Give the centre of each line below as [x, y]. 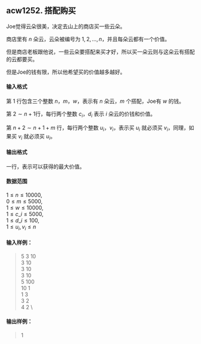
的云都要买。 [22, 59]
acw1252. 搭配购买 [41, 11]
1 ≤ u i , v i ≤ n [21, 227]
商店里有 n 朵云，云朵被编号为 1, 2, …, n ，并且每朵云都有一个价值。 [88, 39]
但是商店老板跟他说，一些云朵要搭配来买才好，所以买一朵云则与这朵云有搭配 [100, 51]
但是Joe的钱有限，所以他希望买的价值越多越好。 [66, 72]
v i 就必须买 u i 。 [36, 137]
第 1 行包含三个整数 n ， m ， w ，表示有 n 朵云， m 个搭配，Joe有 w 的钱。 [95, 101]
